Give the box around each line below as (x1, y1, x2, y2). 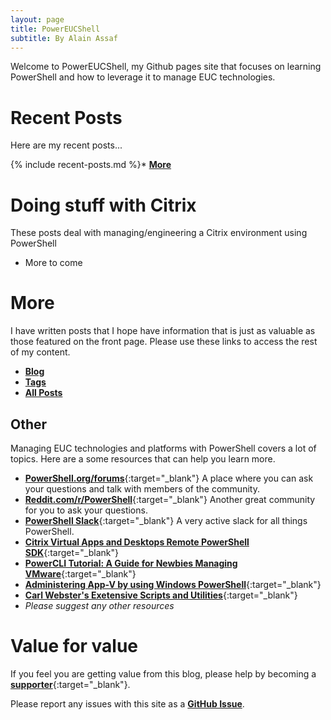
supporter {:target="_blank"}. (10, 678, 131, 690)
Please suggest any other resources (24, 600, 175, 611)
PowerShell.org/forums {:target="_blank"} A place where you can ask (24, 472, 314, 484)
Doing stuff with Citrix (10, 194, 197, 216)
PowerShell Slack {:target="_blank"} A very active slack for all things (24, 515, 308, 526)
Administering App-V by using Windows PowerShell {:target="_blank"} (24, 579, 322, 590)
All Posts (24, 387, 63, 399)
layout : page (10, 14, 65, 25)
